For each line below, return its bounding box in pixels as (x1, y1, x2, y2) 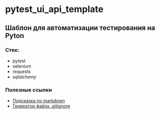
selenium (12, 63, 31, 69)
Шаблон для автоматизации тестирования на (5, 24, 155, 32)
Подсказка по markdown (12, 98, 65, 104)
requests (12, 68, 31, 74)
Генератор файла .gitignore (12, 103, 70, 109)
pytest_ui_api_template (5, 4, 103, 15)
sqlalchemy (12, 74, 36, 80)
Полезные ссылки (5, 86, 52, 93)
